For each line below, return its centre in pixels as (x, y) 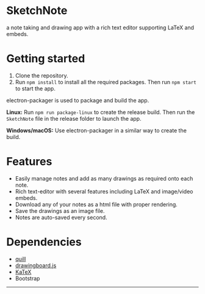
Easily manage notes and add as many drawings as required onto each (104, 178)
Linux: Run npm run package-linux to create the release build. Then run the (101, 112)
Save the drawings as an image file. (60, 210)
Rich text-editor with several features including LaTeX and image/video (104, 191)
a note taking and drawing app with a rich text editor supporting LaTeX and (100, 27)
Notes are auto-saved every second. (61, 217)
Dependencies (44, 242)
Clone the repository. (41, 75)
